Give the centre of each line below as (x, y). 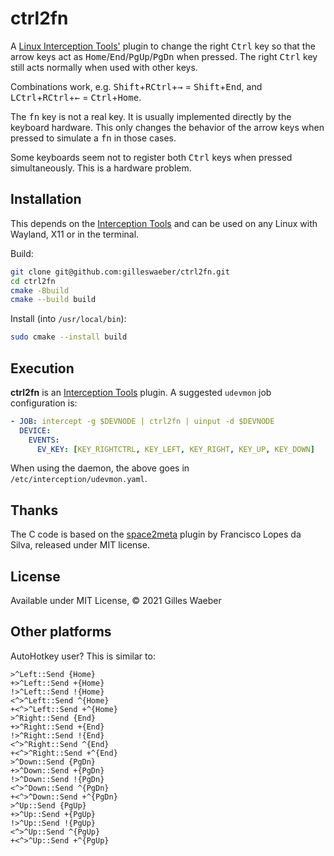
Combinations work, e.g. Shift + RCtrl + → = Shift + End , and (136, 86)
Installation (46, 199)
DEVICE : (35, 430)
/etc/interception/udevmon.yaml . (79, 479)
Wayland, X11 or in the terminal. (75, 234)
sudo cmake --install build (69, 337)
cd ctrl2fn (33, 281)
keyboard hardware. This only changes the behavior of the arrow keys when (167, 127)
